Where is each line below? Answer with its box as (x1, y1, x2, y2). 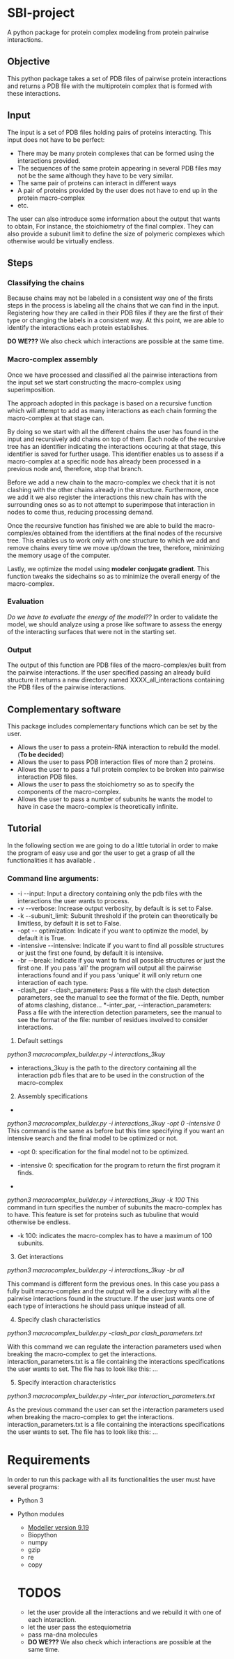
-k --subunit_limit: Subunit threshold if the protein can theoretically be (17, 912, 218, 920)
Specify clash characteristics (17, 1316, 101, 1324)
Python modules (17, 1510, 65, 1518)
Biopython (27, 1531, 58, 1539)
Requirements (7, 1452, 91, 1468)
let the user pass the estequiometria (27, 1623, 132, 1631)
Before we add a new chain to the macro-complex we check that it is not (7, 477, 216, 487)
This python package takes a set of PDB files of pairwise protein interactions (7, 74, 227, 82)
